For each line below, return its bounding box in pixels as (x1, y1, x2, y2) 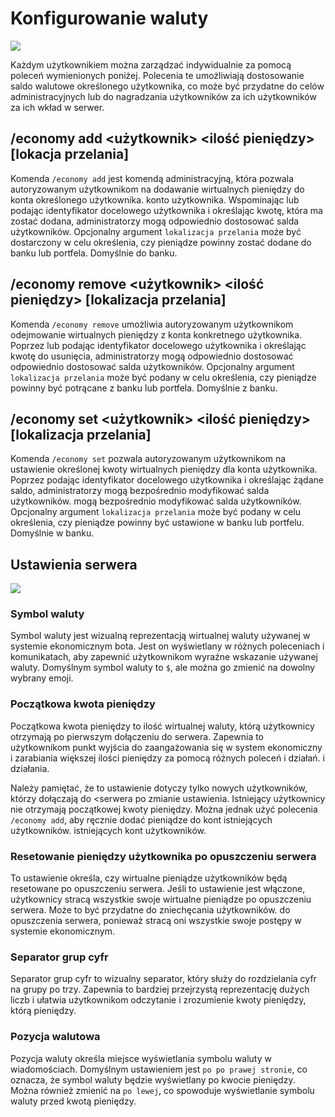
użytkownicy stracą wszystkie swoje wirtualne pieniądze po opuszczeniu (10, 893, 312, 906)
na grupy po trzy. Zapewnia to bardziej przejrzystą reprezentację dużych (10, 983, 310, 996)
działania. (10, 762, 50, 774)
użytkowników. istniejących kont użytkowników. (10, 824, 207, 836)
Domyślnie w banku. (10, 527, 95, 539)
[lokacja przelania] (10, 146, 130, 163)
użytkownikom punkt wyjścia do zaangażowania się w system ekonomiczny (10, 741, 323, 753)
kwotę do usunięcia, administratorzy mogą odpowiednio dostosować (10, 350, 294, 362)
